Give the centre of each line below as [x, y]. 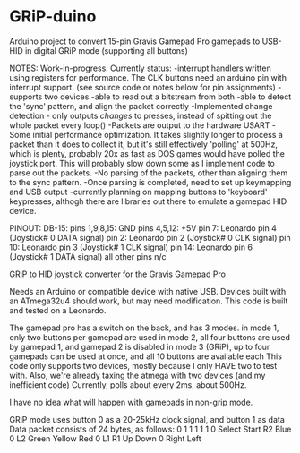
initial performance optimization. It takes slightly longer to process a [158, 134]
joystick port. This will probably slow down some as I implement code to [142, 163]
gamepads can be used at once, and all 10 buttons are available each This [146, 356]
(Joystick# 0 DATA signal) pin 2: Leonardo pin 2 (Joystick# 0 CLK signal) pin [150, 237]
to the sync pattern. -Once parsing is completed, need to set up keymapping [150, 182]
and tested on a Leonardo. [58, 310]
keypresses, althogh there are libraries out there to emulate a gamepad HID [148, 201]
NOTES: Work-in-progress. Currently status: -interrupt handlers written [140, 68]
